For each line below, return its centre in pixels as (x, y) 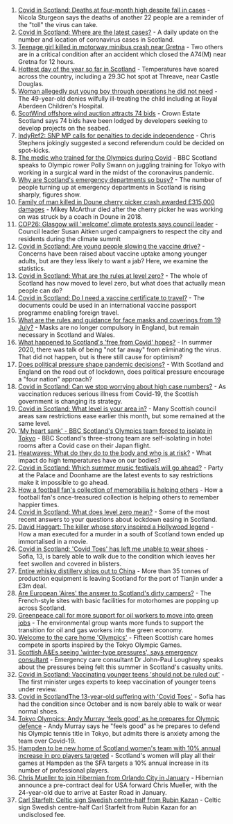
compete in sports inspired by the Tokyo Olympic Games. (100, 645)
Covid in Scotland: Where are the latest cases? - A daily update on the (118, 32)
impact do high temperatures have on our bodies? (89, 460)
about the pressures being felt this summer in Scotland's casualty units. (120, 667)
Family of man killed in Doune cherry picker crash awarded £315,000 (116, 202)
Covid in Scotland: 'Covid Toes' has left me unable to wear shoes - (113, 549)
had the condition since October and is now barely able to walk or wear (120, 704)
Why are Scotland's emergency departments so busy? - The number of (120, 180)
